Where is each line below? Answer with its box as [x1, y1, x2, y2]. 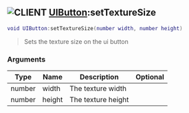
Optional [135, 72, 165, 81]
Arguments [7, 54, 46, 64]
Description [79, 72, 119, 81]
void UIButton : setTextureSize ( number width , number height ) [7, 25, 184, 32]
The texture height [69, 95, 129, 104]
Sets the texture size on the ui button [23, 37, 129, 45]
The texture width [69, 84, 127, 93]
